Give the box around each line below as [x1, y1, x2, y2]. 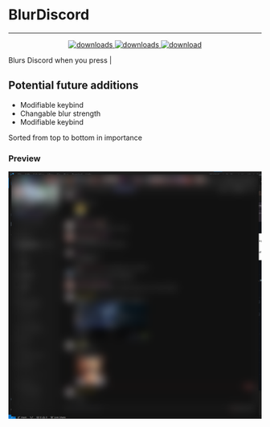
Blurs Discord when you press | [8, 55, 112, 65]
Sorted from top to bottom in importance [8, 133, 143, 142]
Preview [8, 153, 41, 164]
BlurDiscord [8, 6, 90, 24]
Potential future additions [8, 79, 139, 92]
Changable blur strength [19, 109, 101, 118]
